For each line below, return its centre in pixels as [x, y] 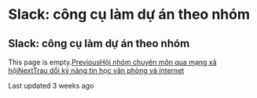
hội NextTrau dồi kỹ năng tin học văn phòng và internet [96, 71]
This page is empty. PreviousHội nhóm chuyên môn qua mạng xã [113, 62]
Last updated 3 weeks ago [51, 85]
